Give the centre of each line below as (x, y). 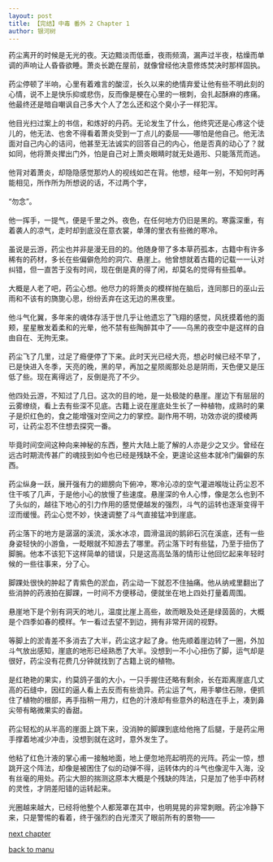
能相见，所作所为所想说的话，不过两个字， (80, 183)
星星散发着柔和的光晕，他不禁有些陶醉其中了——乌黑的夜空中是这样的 (140, 328)
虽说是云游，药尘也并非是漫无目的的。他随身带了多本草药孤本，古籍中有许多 (136, 250)
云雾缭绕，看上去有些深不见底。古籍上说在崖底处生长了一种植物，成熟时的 (133, 406)
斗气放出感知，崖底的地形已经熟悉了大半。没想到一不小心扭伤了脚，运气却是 (136, 651)
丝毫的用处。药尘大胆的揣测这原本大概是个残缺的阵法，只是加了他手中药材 (140, 778)
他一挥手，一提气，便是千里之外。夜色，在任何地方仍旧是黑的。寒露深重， (133, 220)
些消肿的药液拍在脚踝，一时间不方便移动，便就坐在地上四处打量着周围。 (129, 593)
